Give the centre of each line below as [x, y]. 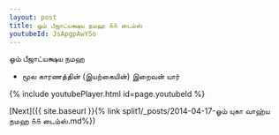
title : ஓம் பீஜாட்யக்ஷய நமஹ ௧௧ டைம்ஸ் [76, 26]
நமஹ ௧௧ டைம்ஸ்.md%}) [53, 121]
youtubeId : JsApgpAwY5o [53, 34]
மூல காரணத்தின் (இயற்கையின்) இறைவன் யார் [101, 77]
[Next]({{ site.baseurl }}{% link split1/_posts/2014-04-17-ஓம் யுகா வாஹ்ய [140, 111]
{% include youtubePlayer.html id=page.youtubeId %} [107, 94]
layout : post [33, 17]
